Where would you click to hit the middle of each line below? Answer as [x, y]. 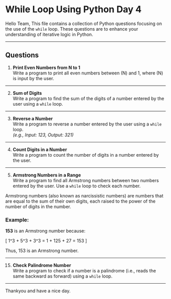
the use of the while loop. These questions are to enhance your [72, 29]
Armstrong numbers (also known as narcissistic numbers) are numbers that [84, 195]
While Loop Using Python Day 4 [73, 9]
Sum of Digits [27, 93]
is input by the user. [33, 78]
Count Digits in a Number [40, 149]
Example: [17, 219]
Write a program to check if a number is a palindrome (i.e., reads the [84, 271]
